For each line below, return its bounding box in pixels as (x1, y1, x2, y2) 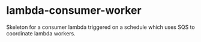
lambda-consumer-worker (6, 4, 142, 17)
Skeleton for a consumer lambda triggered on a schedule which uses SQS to (6, 23, 195, 31)
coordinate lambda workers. (6, 29, 76, 37)
